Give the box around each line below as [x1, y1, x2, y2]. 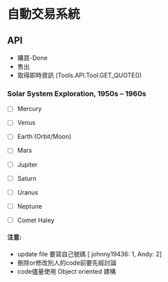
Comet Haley [17, 216, 55, 224]
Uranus [17, 188, 39, 197]
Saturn [17, 174, 37, 183]
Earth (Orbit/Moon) [17, 133, 72, 141]
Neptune [17, 202, 43, 210]
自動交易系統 [7, 6, 81, 22]
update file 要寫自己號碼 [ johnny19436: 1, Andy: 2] [17, 250, 162, 258]
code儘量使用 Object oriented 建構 [17, 267, 116, 276]
